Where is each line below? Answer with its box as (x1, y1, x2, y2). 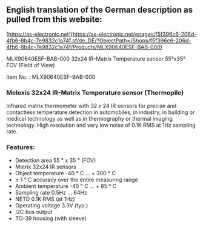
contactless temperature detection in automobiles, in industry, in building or (6, 109, 195, 116)
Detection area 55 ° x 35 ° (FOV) (15, 157, 96, 164)
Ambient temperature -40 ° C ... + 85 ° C (15, 183, 117, 190)
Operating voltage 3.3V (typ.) (15, 202, 88, 209)
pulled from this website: (6, 15, 102, 25)
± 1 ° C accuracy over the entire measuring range (15, 176, 138, 184)
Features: (6, 143, 35, 152)
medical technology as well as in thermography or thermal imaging (6, 115, 173, 122)
